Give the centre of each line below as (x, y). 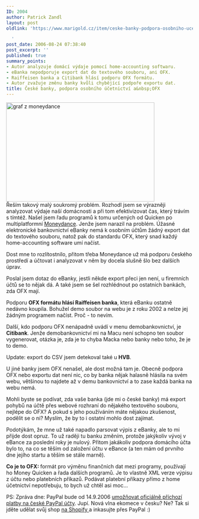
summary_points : (26, 61)
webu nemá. (21, 388)
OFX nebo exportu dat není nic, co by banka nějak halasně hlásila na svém (97, 375)
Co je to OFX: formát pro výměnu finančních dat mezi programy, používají (96, 466)
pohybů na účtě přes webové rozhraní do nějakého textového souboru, (92, 405)
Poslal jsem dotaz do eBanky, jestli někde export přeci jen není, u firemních (98, 278)
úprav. (14, 267)
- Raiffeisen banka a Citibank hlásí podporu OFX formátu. (81, 78)
